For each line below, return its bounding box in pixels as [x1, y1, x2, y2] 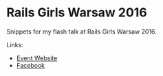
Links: [6, 40, 23, 49]
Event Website [16, 53, 58, 62]
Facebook [16, 61, 45, 69]
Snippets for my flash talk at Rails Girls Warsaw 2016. [6, 27, 157, 36]
